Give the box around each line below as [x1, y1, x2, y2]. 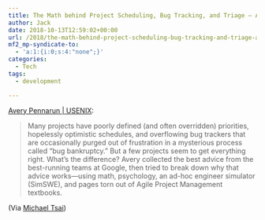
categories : [8, 56, 47, 64]
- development [15, 77, 62, 85]
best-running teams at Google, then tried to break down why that [27, 163, 239, 172]
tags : [8, 70, 26, 78]
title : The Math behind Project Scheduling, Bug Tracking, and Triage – [8, 11, 252, 20]
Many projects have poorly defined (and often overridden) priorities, [27, 121, 250, 130]
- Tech [15, 63, 37, 71]
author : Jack [8, 19, 51, 27]
